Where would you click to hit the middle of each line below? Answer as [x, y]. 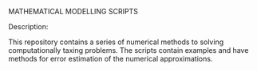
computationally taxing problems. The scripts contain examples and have [128, 50]
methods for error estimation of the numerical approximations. [111, 59]
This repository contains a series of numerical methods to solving [116, 42]
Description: [28, 26]
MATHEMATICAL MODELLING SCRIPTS [73, 11]
